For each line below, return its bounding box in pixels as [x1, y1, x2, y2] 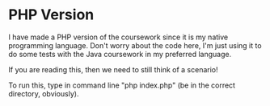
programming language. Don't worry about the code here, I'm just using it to [8, 40, 262, 50]
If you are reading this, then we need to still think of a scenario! [8, 64, 218, 74]
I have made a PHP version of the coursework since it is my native [8, 32, 229, 42]
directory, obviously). [8, 88, 79, 98]
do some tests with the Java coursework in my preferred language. [8, 49, 232, 59]
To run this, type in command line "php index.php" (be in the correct [8, 80, 236, 90]
